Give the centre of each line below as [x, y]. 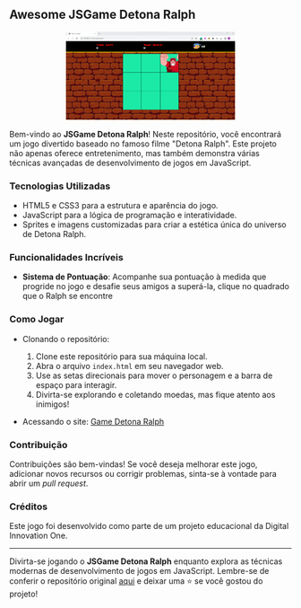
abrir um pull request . [49, 483]
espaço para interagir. [76, 384]
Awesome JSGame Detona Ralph [103, 15]
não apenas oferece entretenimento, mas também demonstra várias [134, 153]
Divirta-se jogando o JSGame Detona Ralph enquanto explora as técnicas [146, 561]
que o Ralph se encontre [68, 296]
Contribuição [39, 445]
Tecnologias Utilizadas [60, 186]
